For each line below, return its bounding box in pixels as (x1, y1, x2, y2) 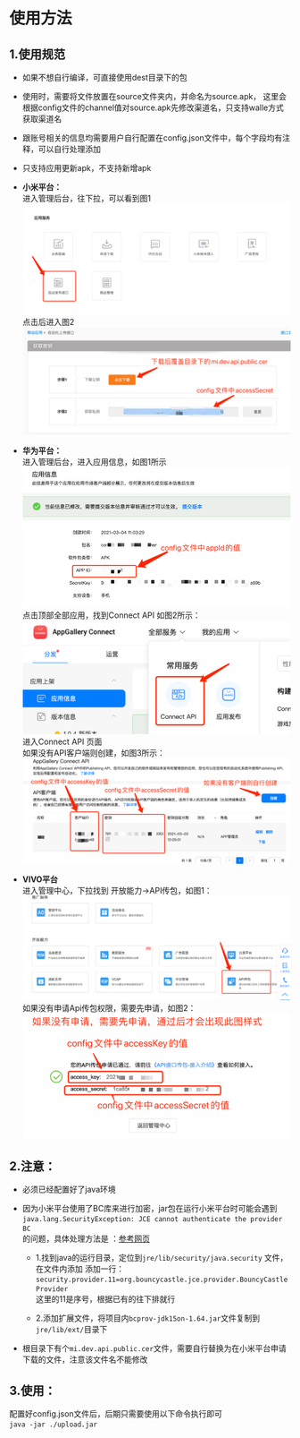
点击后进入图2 (21, 317, 75, 328)
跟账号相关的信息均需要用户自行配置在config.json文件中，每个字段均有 (21, 133, 283, 143)
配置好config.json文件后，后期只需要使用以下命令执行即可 (9, 1408, 223, 1419)
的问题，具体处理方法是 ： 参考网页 (21, 1233, 150, 1245)
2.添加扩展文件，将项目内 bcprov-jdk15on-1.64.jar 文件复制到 (35, 1313, 261, 1323)
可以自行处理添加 (37, 144, 101, 154)
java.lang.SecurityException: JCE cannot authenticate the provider (21, 1215, 283, 1224)
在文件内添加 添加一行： (35, 1263, 125, 1274)
